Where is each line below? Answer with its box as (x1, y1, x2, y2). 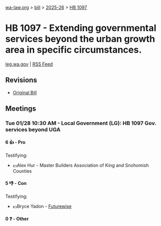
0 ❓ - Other (5, 216, 29, 222)
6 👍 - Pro (5, 139, 26, 145)
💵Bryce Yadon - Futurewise (12, 203, 72, 210)
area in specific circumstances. (5, 44, 142, 56)
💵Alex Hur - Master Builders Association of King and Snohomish (12, 162, 149, 169)
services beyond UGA (5, 126, 61, 133)
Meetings (5, 105, 37, 113)
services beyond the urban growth (5, 33, 155, 45)
